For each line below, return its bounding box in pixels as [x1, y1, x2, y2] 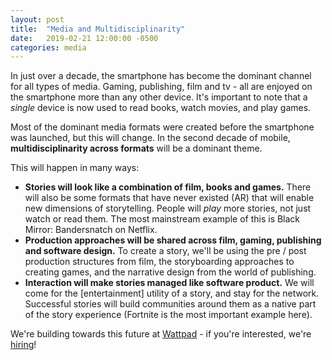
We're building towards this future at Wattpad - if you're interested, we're [10, 328, 312, 340]
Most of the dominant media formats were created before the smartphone [10, 121, 315, 133]
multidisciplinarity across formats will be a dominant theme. [10, 142, 263, 155]
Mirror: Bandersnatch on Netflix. [24, 224, 158, 236]
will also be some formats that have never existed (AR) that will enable [24, 192, 315, 204]
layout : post [10, 14, 65, 25]
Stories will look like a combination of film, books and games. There [24, 181, 312, 193]
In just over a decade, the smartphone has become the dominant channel [10, 70, 312, 82]
